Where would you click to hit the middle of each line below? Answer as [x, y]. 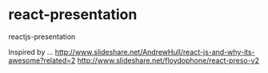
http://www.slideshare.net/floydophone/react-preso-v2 [168, 60]
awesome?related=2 [42, 60]
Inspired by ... [31, 52]
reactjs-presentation [42, 36]
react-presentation [73, 15]
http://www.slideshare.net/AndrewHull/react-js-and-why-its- [155, 52]
